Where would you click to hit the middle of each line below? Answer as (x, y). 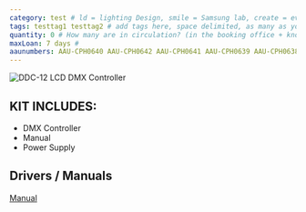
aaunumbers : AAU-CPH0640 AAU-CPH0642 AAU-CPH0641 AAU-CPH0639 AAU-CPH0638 (154, 52)
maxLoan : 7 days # (44, 43)
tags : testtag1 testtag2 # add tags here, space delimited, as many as (148, 26)
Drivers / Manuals (61, 176)
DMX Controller (52, 127)
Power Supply (49, 147)
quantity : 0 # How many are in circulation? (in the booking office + (146, 35)
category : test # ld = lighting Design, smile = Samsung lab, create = (148, 18)
